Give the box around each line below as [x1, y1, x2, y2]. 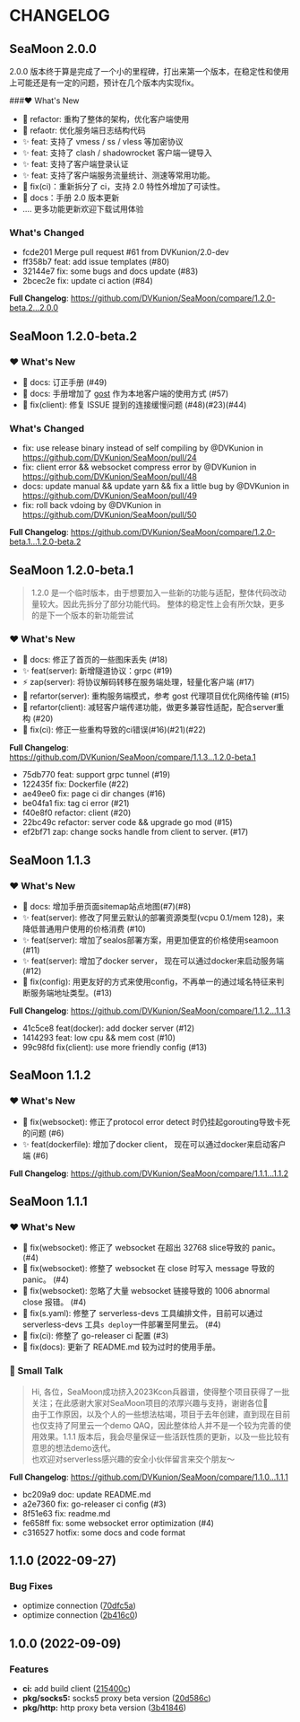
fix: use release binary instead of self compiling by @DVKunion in [21, 443, 264, 453]
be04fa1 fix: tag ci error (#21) [21, 798, 130, 809]
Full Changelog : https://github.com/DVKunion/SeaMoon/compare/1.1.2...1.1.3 [9, 1006, 291, 1016]
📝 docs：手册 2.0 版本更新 [21, 192, 120, 203]
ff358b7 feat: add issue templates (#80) [21, 257, 170, 268]
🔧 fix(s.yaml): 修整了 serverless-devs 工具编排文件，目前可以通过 [21, 1308, 263, 1319]
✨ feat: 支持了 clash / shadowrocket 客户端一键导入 [21, 147, 212, 158]
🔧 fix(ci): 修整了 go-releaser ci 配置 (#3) [21, 1331, 169, 1341]
